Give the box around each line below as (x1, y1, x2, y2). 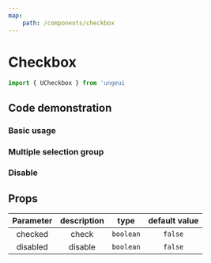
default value (148, 215, 199, 227)
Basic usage (8, 124, 57, 135)
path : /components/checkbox (22, 19, 115, 27)
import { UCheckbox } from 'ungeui (8, 79, 126, 87)
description (59, 215, 104, 227)
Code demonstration (8, 101, 112, 115)
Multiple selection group (8, 146, 104, 157)
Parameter (12, 215, 53, 227)
